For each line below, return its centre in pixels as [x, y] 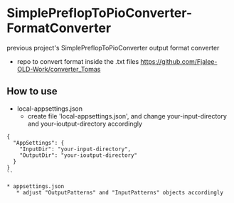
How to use [32, 91]
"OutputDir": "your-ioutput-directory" [79, 155]
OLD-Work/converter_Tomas [59, 69]
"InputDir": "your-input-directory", [75, 149]
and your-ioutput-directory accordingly [85, 124]
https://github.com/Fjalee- [179, 61]
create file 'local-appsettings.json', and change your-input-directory [127, 116]
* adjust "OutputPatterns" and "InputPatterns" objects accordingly [119, 192]
